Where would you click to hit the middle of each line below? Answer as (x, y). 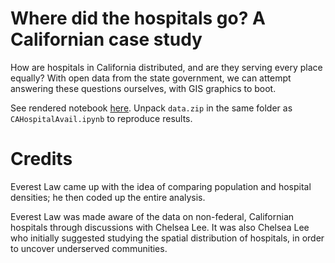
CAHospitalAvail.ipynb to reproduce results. (101, 118)
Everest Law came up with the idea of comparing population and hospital (161, 186)
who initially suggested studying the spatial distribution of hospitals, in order (167, 238)
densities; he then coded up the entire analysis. (108, 197)
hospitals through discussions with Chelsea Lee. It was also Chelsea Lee (160, 227)
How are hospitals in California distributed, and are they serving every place (166, 67)
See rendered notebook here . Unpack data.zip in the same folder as (151, 108)
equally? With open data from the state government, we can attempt (151, 78)
